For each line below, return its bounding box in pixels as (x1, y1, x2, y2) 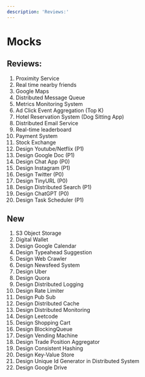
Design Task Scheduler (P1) (15, 196, 84, 204)
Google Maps (15, 87, 49, 95)
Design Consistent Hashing (15, 344, 84, 352)
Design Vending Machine (15, 332, 78, 339)
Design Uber (15, 268, 48, 275)
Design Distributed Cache (15, 300, 80, 307)
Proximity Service (15, 75, 60, 82)
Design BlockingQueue (15, 326, 73, 333)
